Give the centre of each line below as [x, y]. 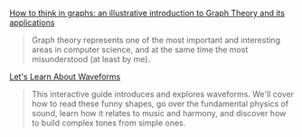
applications [32, 23]
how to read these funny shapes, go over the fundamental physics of [160, 104]
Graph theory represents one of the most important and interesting [156, 40]
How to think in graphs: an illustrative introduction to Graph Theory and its [147, 13]
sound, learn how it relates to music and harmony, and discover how [159, 113]
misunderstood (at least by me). [91, 59]
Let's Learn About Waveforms [65, 77]
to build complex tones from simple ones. [109, 123]
